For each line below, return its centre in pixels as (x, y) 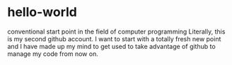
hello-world (42, 12)
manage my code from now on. (53, 54)
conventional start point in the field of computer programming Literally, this (116, 31)
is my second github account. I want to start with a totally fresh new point (114, 38)
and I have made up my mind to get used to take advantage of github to (111, 46)
